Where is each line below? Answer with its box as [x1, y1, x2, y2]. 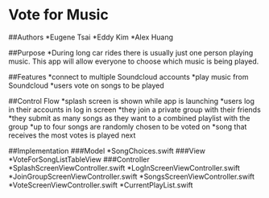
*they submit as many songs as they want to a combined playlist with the [8, 113, 251, 122]
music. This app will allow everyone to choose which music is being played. [8, 56, 259, 66]
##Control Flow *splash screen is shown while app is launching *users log [8, 96, 255, 105]
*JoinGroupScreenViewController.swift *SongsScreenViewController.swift [8, 171, 255, 181]
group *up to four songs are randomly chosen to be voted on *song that [8, 122, 247, 131]
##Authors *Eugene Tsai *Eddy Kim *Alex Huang [8, 32, 174, 42]
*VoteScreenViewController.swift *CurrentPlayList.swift [8, 179, 193, 190]
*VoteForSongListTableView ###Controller [8, 155, 151, 164]
